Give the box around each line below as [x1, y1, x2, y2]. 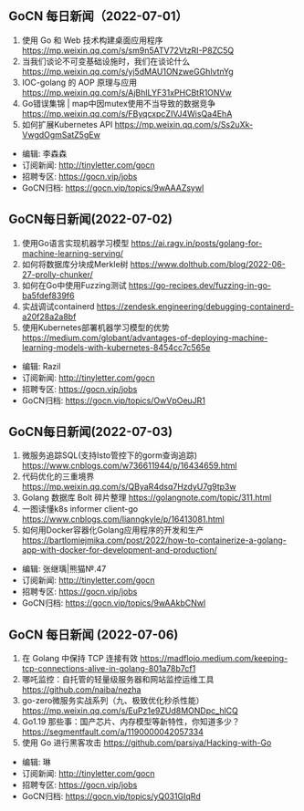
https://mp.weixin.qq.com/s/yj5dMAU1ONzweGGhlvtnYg [21, 66, 234, 77]
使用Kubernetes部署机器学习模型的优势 [21, 322, 170, 333]
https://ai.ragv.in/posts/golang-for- [131, 237, 263, 248]
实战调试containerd [21, 300, 95, 312]
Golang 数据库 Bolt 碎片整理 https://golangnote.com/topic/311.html [21, 492, 272, 504]
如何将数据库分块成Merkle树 [21, 258, 129, 269]
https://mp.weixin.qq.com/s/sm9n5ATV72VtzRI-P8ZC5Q [21, 45, 235, 56]
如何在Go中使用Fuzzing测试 [21, 279, 127, 290]
